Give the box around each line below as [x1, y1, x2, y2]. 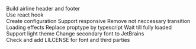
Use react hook [6, 11, 44, 18]
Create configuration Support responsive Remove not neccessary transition [6, 18, 191, 24]
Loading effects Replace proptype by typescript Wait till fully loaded [6, 24, 172, 31]
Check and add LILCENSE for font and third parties [6, 37, 130, 43]
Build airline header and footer [6, 5, 81, 12]
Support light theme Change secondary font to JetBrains [6, 30, 144, 37]
